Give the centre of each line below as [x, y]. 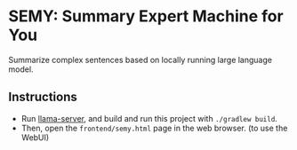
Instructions [43, 97]
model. [21, 69]
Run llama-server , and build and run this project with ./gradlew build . [149, 118]
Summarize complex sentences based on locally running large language [140, 59]
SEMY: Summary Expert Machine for [146, 16]
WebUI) [35, 137]
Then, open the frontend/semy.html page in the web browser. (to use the [154, 128]
